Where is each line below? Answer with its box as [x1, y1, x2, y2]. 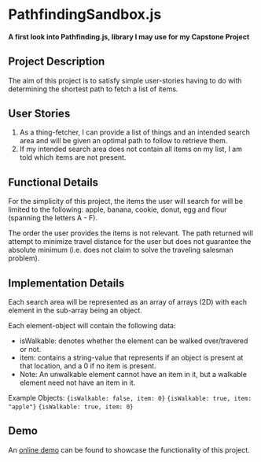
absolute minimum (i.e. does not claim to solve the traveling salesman [8, 246, 233, 255]
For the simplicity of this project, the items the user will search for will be [8, 197, 244, 206]
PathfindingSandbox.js [8, 6, 162, 24]
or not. [19, 345, 42, 354]
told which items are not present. [19, 153, 127, 162]
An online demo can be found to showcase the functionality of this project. [8, 445, 250, 454]
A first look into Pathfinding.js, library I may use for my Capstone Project [8, 31, 250, 41]
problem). [8, 253, 40, 263]
